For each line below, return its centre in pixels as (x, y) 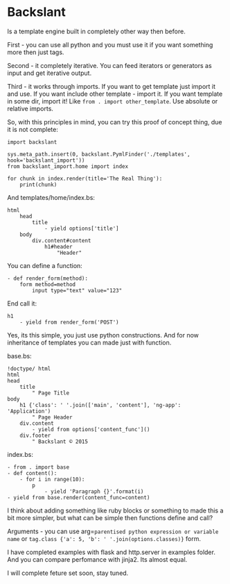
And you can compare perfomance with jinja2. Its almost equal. (97, 559)
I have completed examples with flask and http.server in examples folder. (112, 552)
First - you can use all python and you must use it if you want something (110, 44)
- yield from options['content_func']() (91, 429)
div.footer (35, 435)
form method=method (48, 284)
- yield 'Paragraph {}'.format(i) (94, 491)
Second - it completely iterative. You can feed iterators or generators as (110, 65)
